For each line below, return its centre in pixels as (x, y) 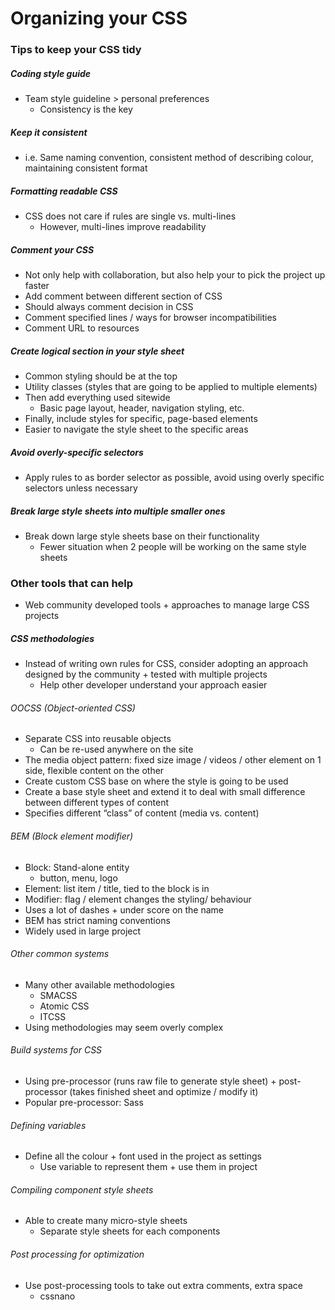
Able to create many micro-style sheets (106, 1221)
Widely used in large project (83, 931)
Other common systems (60, 954)
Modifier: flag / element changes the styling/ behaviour (138, 899)
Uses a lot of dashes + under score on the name (124, 909)
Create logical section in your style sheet (97, 351)
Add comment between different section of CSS (123, 296)
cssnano (57, 1296)
